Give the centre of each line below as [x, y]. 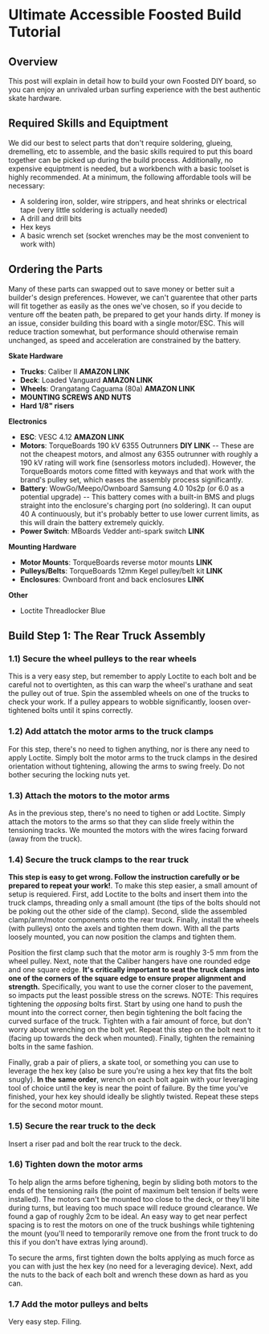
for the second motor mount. [56, 1105]
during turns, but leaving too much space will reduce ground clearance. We [133, 1208]
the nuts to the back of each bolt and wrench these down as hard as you [128, 1274]
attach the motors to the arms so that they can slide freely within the [121, 821]
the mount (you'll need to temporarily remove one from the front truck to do [133, 1233]
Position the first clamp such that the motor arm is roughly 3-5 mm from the [133, 953]
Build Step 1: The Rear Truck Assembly [107, 636]
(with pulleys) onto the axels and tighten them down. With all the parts [124, 929]
